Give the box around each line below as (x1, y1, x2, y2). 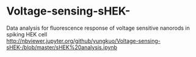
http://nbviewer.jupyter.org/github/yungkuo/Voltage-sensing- (6, 37, 161, 44)
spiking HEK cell (6, 30, 48, 38)
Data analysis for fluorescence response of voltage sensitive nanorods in (6, 24, 191, 32)
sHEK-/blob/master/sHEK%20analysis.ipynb (6, 44, 118, 51)
